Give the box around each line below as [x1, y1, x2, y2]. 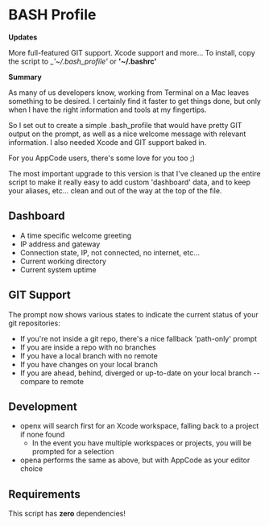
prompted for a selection [31, 447, 114, 457]
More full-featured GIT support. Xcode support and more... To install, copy [8, 48, 255, 57]
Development [8, 400, 78, 413]
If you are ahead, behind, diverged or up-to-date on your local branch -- [19, 368, 260, 378]
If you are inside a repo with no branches [19, 342, 156, 352]
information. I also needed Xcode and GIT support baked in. [8, 137, 207, 147]
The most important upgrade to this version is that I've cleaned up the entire [8, 168, 261, 178]
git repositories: [8, 318, 60, 328]
